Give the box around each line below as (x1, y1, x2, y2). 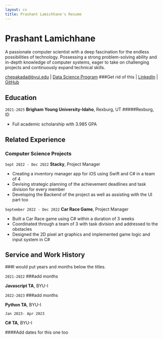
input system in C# (12, 236, 50, 242)
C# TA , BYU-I (5, 319, 33, 326)
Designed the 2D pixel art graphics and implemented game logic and (12, 231, 150, 237)
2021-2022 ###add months (5, 273, 59, 279)
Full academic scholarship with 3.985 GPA (12, 121, 97, 127)
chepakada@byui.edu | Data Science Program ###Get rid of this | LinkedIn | (5, 74, 158, 80)
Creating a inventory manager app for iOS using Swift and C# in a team (12, 170, 155, 176)
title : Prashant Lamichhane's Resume (5, 12, 82, 17)
